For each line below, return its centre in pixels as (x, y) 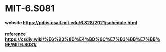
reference (16, 34)
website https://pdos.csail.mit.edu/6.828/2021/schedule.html (71, 22)
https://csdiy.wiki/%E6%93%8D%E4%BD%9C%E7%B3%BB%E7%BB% (83, 39)
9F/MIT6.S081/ (21, 45)
